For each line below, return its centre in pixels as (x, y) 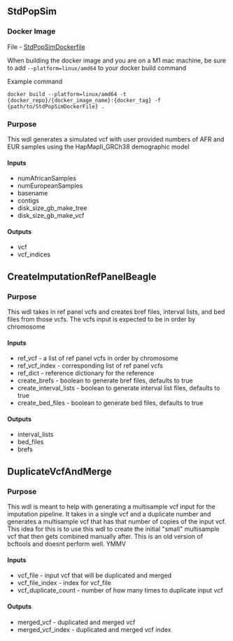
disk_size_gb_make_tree (52, 208)
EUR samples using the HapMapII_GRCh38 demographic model (99, 146)
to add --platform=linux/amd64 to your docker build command (97, 68)
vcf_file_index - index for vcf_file (64, 583)
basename (33, 193)
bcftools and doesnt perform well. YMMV (66, 544)
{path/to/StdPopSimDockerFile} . (56, 106)
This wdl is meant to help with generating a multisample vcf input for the (111, 506)
